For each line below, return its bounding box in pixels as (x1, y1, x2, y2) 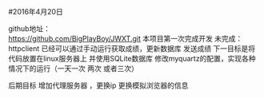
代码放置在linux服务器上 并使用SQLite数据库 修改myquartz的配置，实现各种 (8, 54, 256, 63)
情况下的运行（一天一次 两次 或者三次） (8, 64, 138, 73)
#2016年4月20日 (8, 7, 64, 16)
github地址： (8, 24, 50, 33)
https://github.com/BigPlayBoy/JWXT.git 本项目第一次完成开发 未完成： (8, 34, 243, 43)
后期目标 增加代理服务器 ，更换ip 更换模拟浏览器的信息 (8, 80, 189, 90)
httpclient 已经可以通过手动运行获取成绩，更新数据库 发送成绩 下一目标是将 (8, 44, 256, 53)
